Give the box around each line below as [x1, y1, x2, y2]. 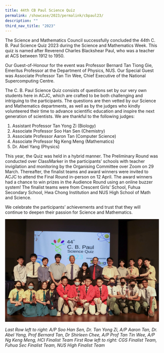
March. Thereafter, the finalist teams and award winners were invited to [5, 169, 149, 175]
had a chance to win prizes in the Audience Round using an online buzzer [5, 179, 153, 185]
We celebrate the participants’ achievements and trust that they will [5, 204, 141, 210]
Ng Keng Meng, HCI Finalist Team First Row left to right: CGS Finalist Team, [5, 337, 157, 343]
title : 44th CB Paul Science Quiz [5, 8, 76, 13]
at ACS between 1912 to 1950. [5, 53, 65, 59]
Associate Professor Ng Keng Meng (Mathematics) [12, 138, 115, 144]
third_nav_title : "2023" [5, 23, 56, 28]
